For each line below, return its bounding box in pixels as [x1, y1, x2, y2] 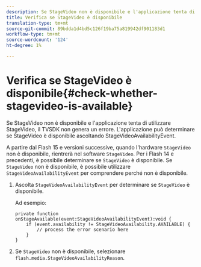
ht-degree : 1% [6, 43, 42, 49]
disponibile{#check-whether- [6, 87, 158, 100]
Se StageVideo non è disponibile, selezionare [14, 248, 126, 255]
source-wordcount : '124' [6, 37, 69, 43]
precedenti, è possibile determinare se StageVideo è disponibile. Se [6, 156, 173, 163]
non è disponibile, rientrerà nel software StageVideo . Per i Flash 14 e [6, 150, 175, 157]
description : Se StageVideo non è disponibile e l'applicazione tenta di [6, 8, 196, 15]
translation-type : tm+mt [6, 20, 69, 26]
